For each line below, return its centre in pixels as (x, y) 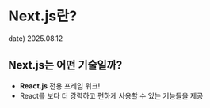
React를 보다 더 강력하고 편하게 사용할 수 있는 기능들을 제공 (111, 95)
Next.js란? (43, 16)
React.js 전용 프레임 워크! (60, 86)
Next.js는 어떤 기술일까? (65, 65)
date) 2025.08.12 (36, 38)
